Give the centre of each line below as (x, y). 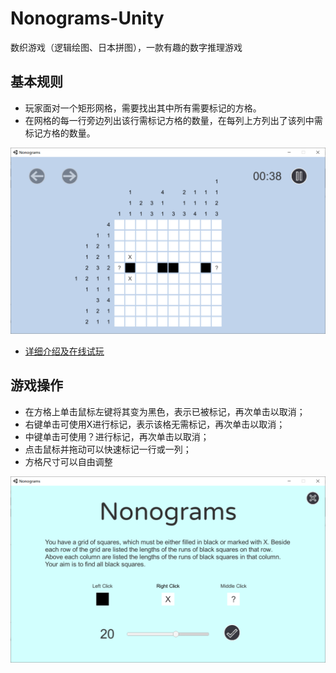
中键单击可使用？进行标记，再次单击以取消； (117, 436)
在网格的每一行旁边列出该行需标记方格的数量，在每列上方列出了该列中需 (173, 120)
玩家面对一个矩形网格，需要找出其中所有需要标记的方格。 (143, 108)
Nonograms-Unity (87, 18)
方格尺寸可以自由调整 (68, 461)
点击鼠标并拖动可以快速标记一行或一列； (108, 449)
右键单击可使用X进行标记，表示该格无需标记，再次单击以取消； (155, 424)
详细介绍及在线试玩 (64, 351)
